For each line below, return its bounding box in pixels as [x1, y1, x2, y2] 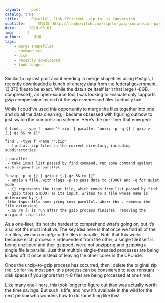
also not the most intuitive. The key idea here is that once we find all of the [5, 226, 156, 232]
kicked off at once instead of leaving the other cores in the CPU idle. [5, 252, 143, 259]
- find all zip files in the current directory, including [7, 143, 131, 148]
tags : [5, 39, 16, 44]
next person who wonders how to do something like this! [5, 293, 120, 299]
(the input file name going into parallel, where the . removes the [7, 200, 151, 204]
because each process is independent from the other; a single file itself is [5, 237, 154, 243]
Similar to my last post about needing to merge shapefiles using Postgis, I [5, 76, 154, 82]
